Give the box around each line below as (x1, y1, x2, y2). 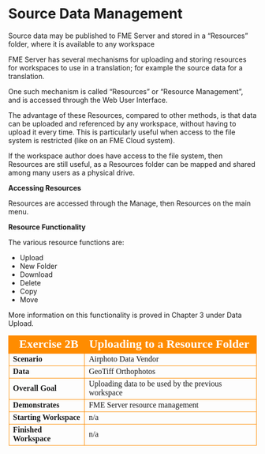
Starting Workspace (13, 412, 80, 422)
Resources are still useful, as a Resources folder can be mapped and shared (8, 159, 256, 168)
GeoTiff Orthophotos (88, 366, 156, 376)
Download (19, 270, 54, 279)
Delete (19, 278, 42, 287)
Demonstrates (13, 400, 60, 410)
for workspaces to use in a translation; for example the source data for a (8, 62, 243, 72)
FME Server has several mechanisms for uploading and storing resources (8, 55, 247, 64)
